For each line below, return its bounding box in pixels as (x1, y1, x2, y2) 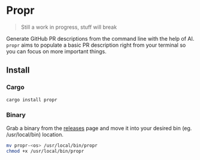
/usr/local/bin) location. (6, 131, 64, 138)
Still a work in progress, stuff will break (20, 23, 117, 31)
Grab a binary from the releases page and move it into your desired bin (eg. (6, 124, 192, 132)
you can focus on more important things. (6, 47, 107, 55)
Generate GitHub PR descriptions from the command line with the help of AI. (6, 35, 195, 42)
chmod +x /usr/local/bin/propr (6, 148, 84, 154)
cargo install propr (6, 96, 58, 102)
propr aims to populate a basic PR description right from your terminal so (6, 41, 186, 49)
